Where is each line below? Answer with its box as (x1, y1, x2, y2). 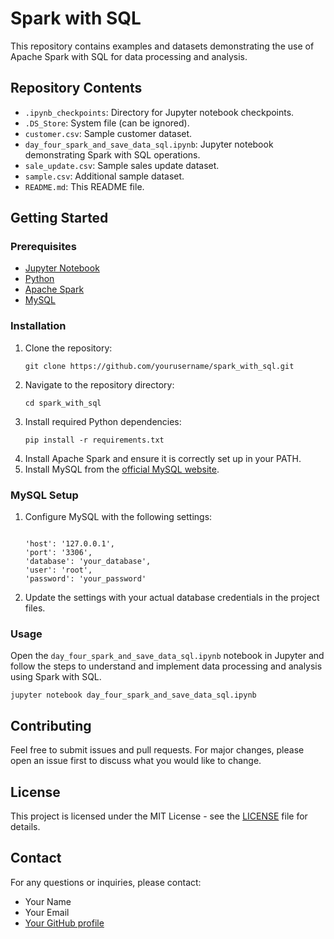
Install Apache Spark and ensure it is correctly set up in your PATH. (24, 452, 302, 464)
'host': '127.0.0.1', (24, 539, 115, 549)
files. (24, 602, 46, 614)
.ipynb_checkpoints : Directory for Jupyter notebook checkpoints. (24, 106, 295, 118)
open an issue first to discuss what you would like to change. (10, 755, 262, 767)
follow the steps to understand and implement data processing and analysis (10, 660, 323, 672)
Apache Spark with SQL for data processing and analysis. (10, 50, 248, 62)
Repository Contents (10, 80, 143, 97)
